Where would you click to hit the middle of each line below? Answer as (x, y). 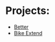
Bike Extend (28, 33)
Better (21, 27)
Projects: (27, 11)
